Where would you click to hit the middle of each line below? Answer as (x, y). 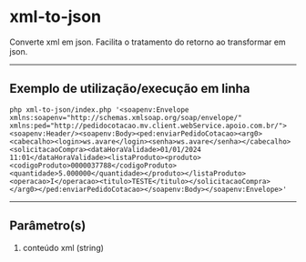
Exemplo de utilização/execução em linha (130, 89)
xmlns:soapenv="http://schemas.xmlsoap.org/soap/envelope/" (126, 117)
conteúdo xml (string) (63, 247)
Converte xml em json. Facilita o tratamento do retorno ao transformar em (148, 42)
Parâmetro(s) (48, 226)
